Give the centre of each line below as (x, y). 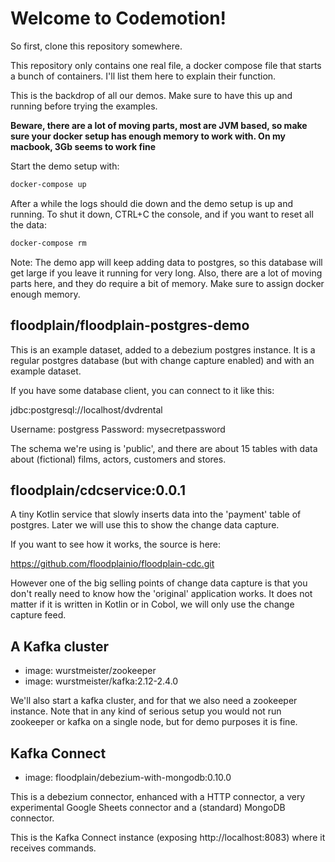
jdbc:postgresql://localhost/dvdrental (86, 409)
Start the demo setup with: (65, 166)
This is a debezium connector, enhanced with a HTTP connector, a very (158, 796)
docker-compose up (48, 184)
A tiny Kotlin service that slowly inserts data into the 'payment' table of (156, 514)
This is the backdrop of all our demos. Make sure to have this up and (151, 95)
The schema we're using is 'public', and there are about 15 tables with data (164, 448)
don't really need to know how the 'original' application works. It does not (161, 594)
